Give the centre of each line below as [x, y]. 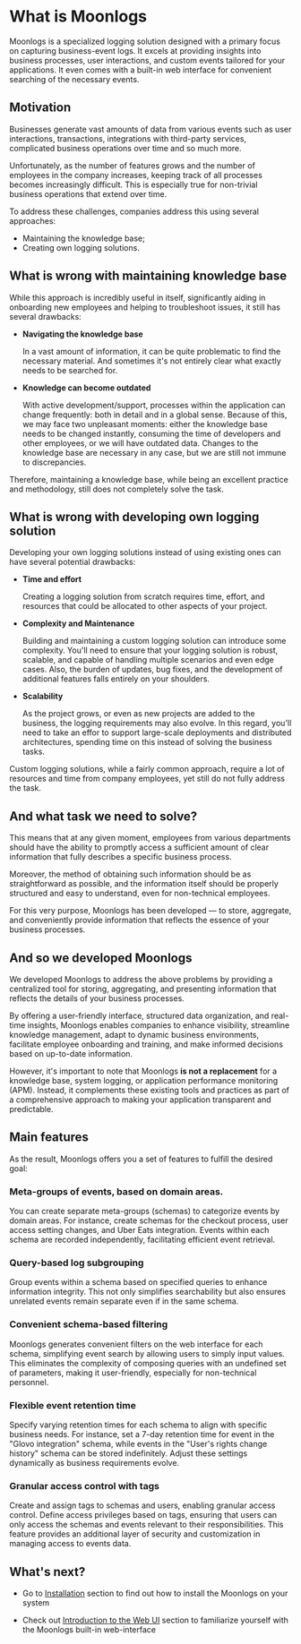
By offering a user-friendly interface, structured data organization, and [139, 1015]
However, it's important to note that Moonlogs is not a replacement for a [143, 1071]
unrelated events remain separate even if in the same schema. [124, 1301]
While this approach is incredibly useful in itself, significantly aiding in [138, 297]
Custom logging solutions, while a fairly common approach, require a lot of [147, 769]
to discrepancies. [54, 462]
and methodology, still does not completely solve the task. [116, 489]
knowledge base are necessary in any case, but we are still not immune [154, 452]
